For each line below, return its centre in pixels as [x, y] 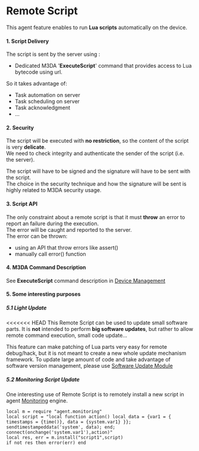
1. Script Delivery [28, 41]
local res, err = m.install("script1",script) [65, 438]
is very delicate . [26, 147]
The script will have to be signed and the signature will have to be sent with [98, 171]
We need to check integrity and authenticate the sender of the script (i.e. [95, 153]
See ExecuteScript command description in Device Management [86, 280]
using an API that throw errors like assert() [67, 247]
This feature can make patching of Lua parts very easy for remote [87, 347]
